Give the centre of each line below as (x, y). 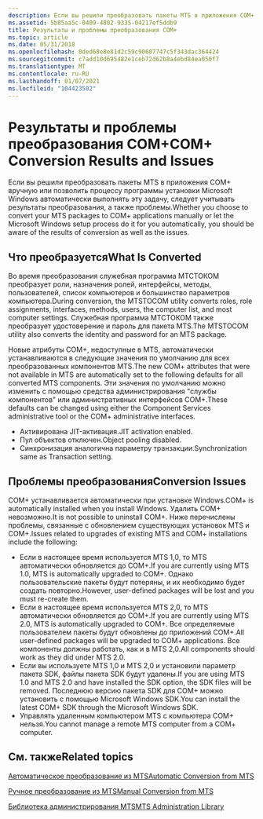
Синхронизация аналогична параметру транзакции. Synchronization (133, 448)
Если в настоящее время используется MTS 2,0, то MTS (114, 607)
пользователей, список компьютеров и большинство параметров (119, 293)
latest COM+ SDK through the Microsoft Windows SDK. (109, 707)
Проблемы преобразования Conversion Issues (127, 481)
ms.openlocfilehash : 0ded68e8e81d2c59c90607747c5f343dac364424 (114, 52)
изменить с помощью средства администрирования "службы (113, 391)
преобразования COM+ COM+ (111, 144)
